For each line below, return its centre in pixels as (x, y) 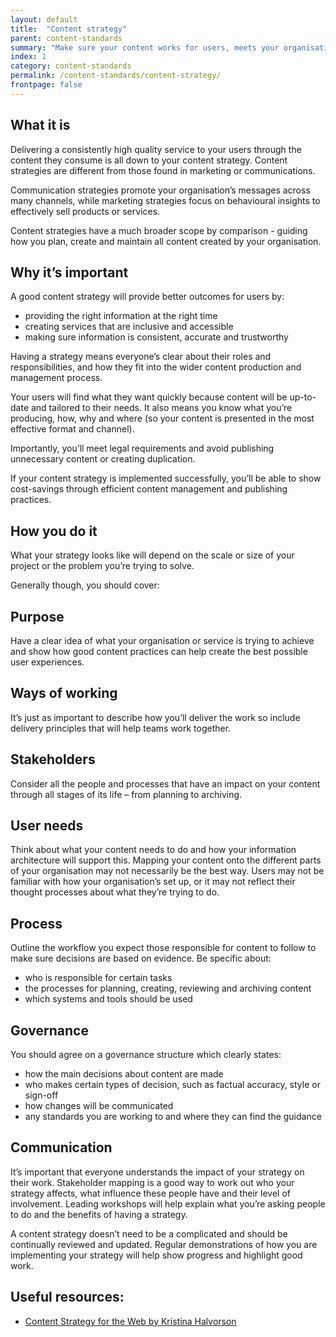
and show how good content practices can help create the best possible (159, 651)
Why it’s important (69, 272)
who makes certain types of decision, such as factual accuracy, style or (172, 1085)
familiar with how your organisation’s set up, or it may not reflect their (153, 882)
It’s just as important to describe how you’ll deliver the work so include (155, 717)
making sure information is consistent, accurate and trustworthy (156, 337)
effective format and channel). (72, 429)
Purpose (37, 616)
